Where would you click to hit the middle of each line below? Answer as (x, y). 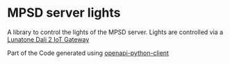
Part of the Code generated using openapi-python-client (88, 53)
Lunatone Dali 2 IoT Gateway (48, 39)
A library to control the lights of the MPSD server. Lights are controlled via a (115, 32)
